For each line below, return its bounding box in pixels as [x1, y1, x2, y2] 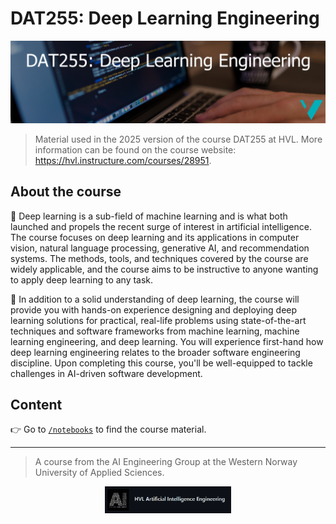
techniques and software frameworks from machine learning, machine [10, 325, 300, 337]
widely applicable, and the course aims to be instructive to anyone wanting [10, 263, 319, 275]
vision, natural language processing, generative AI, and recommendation [10, 242, 310, 254]
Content [10, 397, 63, 414]
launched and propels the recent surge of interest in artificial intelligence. [10, 220, 312, 232]
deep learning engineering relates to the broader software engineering [10, 346, 301, 358]
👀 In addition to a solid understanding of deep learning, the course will [10, 293, 300, 305]
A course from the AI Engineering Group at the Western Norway [34, 456, 298, 468]
